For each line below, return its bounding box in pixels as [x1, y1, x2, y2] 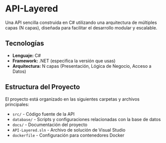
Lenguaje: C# [12, 52, 41, 58]
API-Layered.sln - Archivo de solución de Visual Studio [12, 127, 126, 133]
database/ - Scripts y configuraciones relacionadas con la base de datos [12, 116, 161, 122]
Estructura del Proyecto [5, 83, 81, 91]
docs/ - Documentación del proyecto [12, 122, 88, 128]
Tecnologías [5, 39, 44, 48]
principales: [5, 101, 29, 107]
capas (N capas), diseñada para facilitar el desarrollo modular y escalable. [5, 24, 158, 30]
